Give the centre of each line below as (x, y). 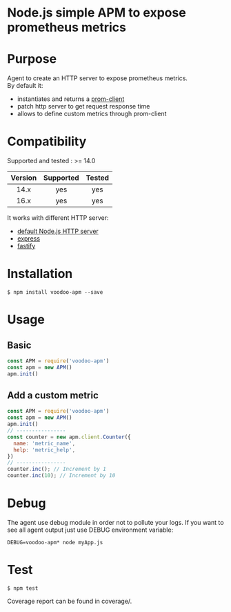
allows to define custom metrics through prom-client (92, 114)
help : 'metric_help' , (44, 450)
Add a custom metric (53, 396)
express (28, 239)
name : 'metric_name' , (44, 443)
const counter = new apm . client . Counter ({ (69, 437)
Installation (40, 274)
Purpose (32, 59)
